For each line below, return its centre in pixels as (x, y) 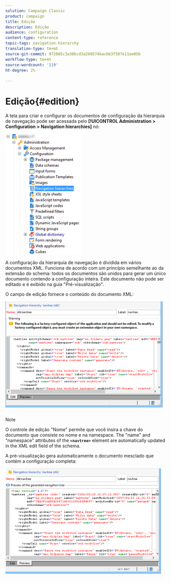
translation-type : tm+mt (32, 49)
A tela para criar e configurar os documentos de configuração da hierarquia (85, 116)
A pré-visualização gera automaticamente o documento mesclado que (80, 456)
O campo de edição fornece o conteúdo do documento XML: (70, 294)
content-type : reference (32, 38)
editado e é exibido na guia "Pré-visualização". (55, 285)
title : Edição (20, 21)
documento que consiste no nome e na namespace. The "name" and (78, 435)
